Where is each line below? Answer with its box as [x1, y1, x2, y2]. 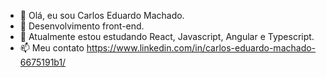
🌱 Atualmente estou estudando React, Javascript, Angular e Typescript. [19, 31, 315, 42]
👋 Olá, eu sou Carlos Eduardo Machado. [19, 10, 185, 21]
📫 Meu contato [19, 42, 85, 54]
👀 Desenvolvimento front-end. [19, 20, 145, 32]
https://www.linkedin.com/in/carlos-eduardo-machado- [86, 42, 317, 54]
